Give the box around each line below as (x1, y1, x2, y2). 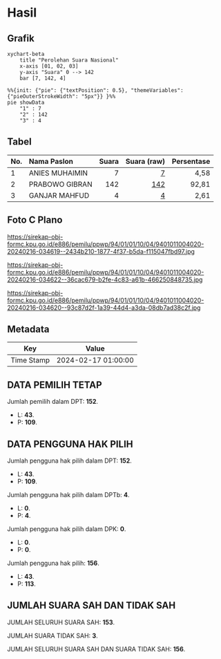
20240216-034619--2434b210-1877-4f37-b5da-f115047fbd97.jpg (7, 247, 195, 255)
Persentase (171, 156, 211, 166)
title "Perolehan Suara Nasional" (19, 57, 119, 64)
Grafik (7, 33, 35, 44)
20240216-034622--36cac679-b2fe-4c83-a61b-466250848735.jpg (7, 275, 203, 284)
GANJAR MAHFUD (28, 190, 90, 200)
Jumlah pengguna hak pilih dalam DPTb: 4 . (7, 491, 130, 499)
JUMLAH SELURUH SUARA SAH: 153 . (7, 618, 115, 626)
